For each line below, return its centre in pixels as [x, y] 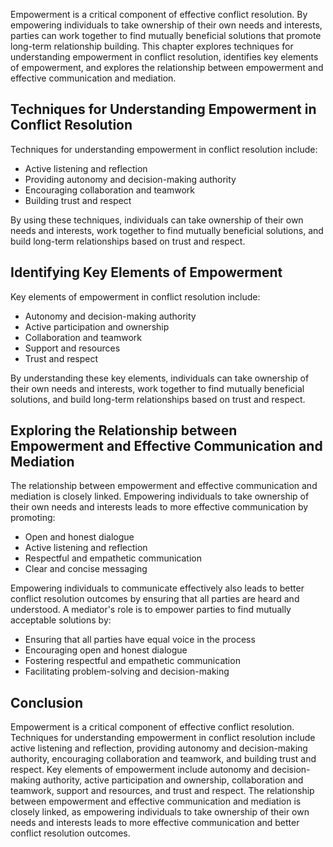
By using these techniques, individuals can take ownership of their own [157, 220]
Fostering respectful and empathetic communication [132, 661]
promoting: [33, 518]
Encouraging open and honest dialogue [106, 650]
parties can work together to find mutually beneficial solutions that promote [166, 35]
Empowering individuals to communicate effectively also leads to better [157, 588]
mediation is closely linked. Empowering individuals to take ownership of [160, 496]
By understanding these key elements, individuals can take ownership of [160, 378]
